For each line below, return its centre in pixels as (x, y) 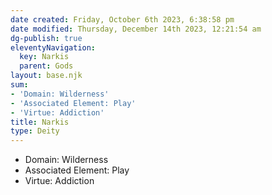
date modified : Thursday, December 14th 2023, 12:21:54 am (136, 29)
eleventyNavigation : (53, 47)
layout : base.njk (46, 76)
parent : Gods (46, 66)
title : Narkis (40, 122)
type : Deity (35, 131)
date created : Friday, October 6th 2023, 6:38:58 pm (122, 19)
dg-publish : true (46, 38)
